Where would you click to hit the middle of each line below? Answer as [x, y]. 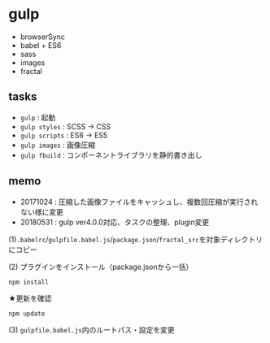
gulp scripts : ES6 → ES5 [64, 135]
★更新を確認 [30, 298]
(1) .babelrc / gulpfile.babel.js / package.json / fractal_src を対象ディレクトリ [135, 239]
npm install [28, 282]
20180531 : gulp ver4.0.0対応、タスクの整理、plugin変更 [115, 222]
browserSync [42, 37]
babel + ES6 [41, 45]
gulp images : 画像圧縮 [58, 145]
